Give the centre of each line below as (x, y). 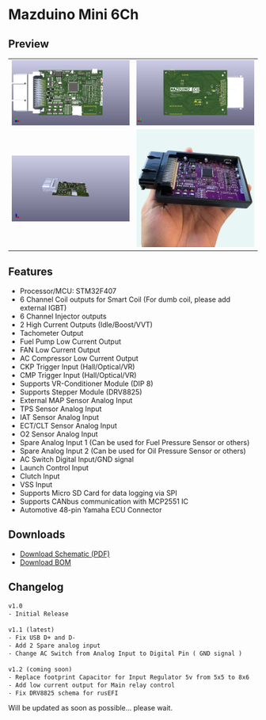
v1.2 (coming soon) (40, 670)
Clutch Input (40, 476)
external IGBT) (43, 307)
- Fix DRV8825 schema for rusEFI (63, 693)
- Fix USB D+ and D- (42, 638)
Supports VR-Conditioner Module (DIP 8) (86, 383)
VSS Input (36, 484)
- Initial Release (38, 614)
